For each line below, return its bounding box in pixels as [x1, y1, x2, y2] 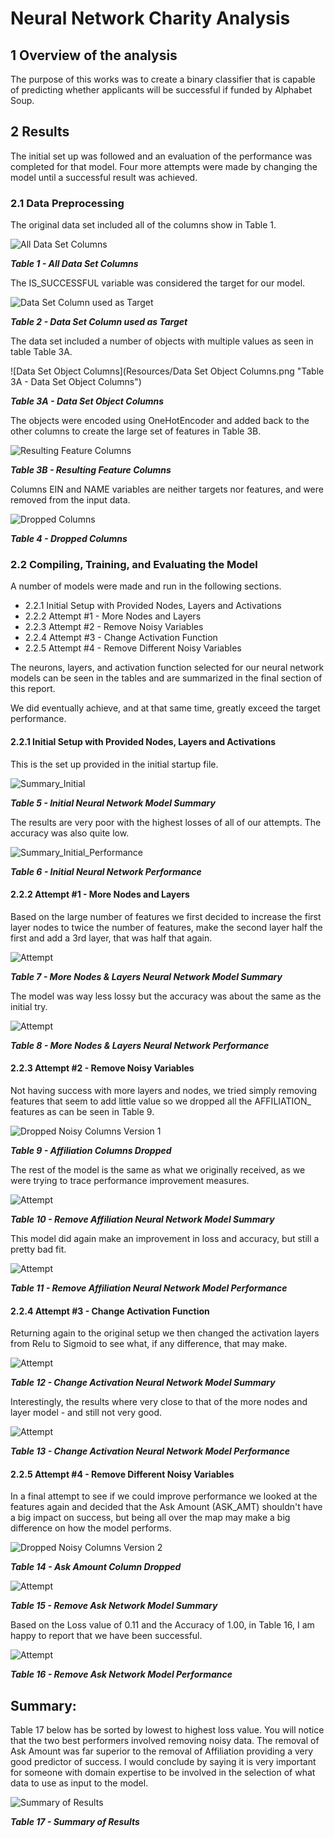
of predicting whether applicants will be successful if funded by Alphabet [10, 84, 313, 96]
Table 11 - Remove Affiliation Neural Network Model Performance [10, 1282, 288, 1294]
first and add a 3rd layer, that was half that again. [10, 932, 213, 944]
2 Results [10, 123, 70, 141]
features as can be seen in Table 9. [10, 1106, 155, 1118]
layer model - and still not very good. [10, 1407, 163, 1419]
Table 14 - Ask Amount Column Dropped [10, 1561, 182, 1573]
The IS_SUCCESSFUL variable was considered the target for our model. [10, 277, 306, 289]
